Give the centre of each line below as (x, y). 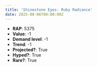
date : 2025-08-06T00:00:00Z (34, 14)
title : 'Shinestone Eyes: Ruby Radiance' (49, 10)
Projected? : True (30, 50)
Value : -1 (22, 34)
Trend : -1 (22, 44)
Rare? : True (24, 60)
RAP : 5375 (23, 28)
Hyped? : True (27, 55)
